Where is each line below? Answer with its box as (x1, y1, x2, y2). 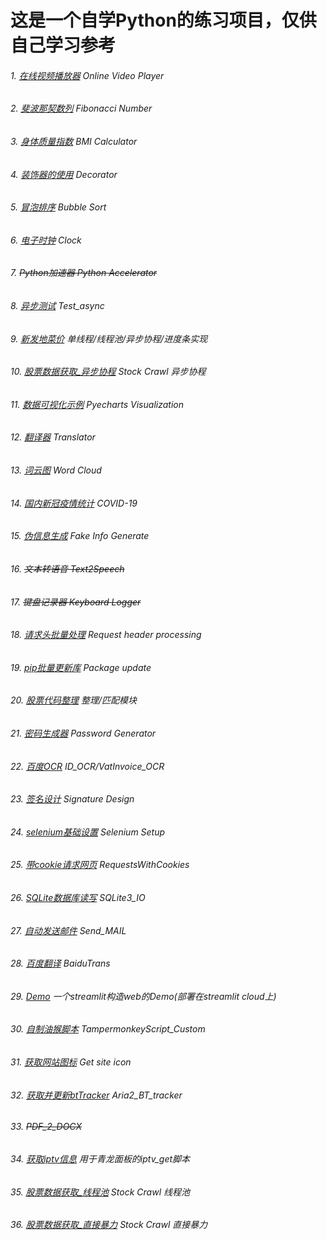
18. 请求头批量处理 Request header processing (10, 629, 202, 641)
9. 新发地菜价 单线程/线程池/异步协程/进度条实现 (10, 332, 208, 345)
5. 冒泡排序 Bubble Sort (10, 201, 107, 213)
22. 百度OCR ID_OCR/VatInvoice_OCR (10, 760, 165, 772)
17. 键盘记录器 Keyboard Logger (10, 596, 142, 608)
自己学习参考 (10, 34, 117, 57)
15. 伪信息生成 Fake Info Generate (10, 530, 150, 542)
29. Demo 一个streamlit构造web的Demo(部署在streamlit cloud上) (10, 990, 277, 1002)
